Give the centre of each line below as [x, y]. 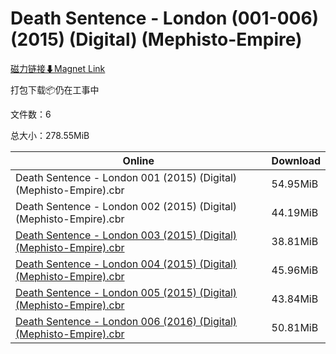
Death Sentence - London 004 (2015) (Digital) [126, 264]
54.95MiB [295, 184]
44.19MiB [295, 212]
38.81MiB [295, 241]
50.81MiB [295, 327]
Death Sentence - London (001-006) [165, 18]
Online [138, 160]
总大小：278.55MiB [50, 135]
